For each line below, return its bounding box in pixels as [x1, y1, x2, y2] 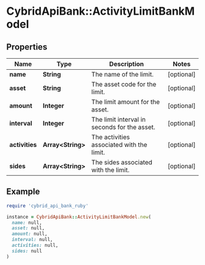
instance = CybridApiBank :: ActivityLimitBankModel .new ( [6, 214, 151, 220]
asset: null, [12, 225, 45, 231]
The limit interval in [91, 115, 146, 124]
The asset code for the [91, 80, 157, 88]
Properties [6, 42, 48, 52]
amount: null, [12, 231, 48, 237]
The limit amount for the [91, 98, 160, 106]
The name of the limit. [91, 70, 154, 78]
